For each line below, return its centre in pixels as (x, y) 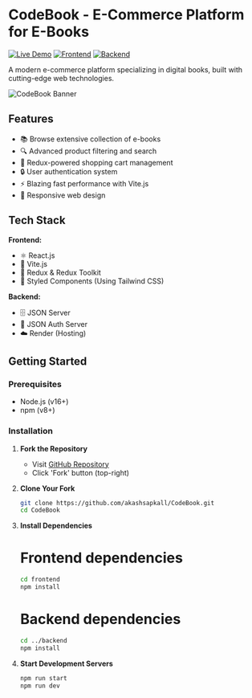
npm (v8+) (37, 410)
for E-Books (49, 32)
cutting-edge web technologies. (61, 78)
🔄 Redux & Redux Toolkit (61, 272)
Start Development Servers (67, 663)
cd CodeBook (40, 510)
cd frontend (40, 580)
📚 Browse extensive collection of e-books (90, 139)
